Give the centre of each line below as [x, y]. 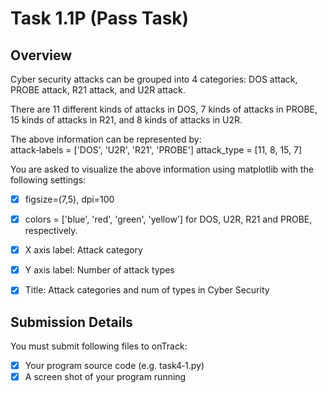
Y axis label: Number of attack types [99, 270]
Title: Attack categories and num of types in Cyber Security [147, 290]
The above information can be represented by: [106, 139]
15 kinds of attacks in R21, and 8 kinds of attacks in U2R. [126, 120]
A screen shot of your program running [105, 377]
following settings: [48, 180]
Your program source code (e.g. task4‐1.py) [114, 366]
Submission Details [71, 322]
